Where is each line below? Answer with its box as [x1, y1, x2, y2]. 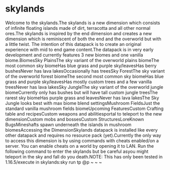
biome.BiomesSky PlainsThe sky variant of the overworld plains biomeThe [5, 57, 159, 63]
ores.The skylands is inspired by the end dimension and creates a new [5, 30, 152, 36]
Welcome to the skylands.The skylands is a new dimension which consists [5, 20, 160, 26]
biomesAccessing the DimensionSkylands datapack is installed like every [5, 127, 158, 133]
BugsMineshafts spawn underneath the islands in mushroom [5, 122, 132, 128]
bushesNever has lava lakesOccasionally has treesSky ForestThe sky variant [5, 68, 165, 74]
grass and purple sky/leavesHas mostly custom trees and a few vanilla [5, 79, 152, 85]
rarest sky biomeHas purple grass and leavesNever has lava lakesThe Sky [5, 94, 159, 101]
